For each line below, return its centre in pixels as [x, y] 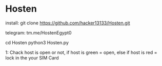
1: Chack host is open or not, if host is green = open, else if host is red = [81, 52]
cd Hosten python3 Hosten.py [37, 42]
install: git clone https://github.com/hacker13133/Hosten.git [68, 23]
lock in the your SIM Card [32, 58]
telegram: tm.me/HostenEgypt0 [38, 32]
